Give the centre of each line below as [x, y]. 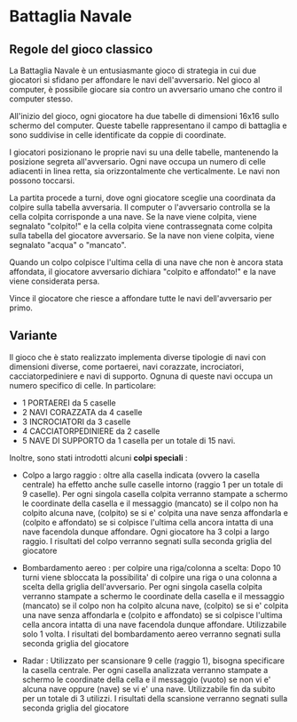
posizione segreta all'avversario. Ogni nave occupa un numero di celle [137, 161]
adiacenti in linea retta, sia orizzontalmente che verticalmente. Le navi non [145, 171]
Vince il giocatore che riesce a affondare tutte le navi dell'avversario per [141, 298]
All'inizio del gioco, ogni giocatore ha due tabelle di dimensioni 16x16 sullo [144, 116]
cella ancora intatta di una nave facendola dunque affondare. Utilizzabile [154, 624]
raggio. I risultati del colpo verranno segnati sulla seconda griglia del [147, 541]
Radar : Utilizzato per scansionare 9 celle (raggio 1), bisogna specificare [153, 661]
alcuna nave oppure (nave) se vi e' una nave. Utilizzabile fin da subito [148, 689]
